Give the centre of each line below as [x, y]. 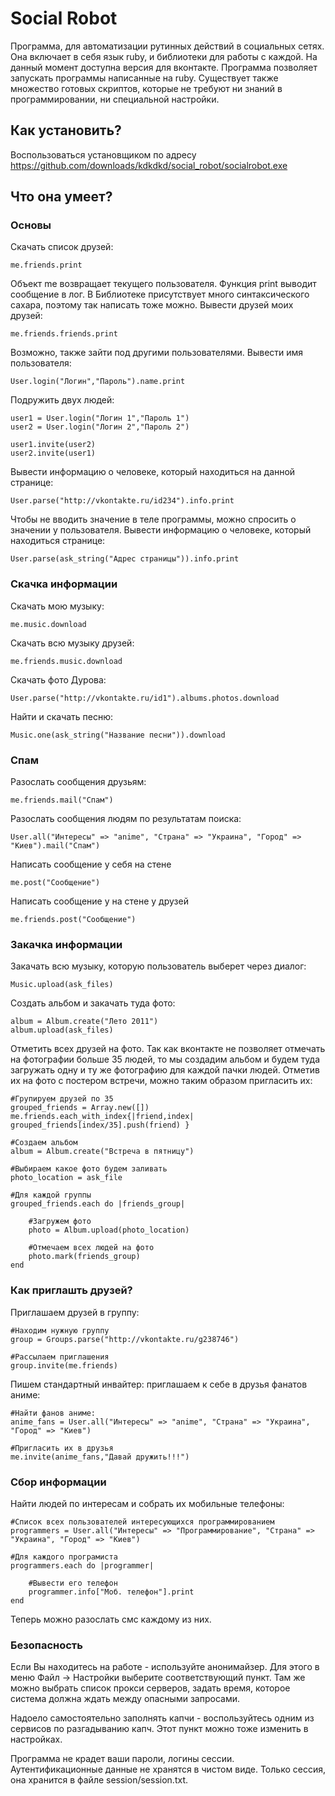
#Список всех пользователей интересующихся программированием [142, 1522]
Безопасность [46, 1645]
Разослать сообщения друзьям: [78, 782]
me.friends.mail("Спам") [62, 800]
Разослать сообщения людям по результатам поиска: [126, 819]
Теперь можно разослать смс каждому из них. [111, 1619]
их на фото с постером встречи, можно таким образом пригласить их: [161, 1081]
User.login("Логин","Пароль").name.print [98, 382]
